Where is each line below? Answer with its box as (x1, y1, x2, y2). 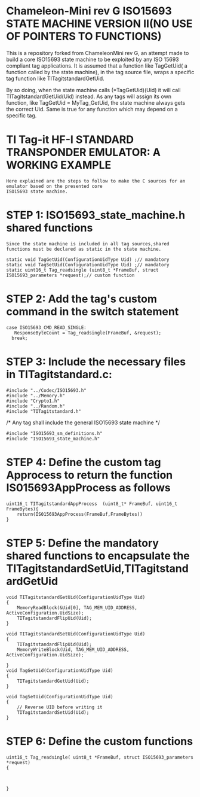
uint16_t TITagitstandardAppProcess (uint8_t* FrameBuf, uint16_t (6, 501, 178, 507)
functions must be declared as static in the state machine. (6, 246, 162, 252)
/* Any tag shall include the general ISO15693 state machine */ (6, 419, 160, 426)
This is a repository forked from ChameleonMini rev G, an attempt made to (6, 49, 189, 56)
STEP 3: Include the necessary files (6, 355, 186, 369)
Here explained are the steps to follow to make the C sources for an (6, 178, 186, 184)
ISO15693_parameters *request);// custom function (6, 272, 135, 278)
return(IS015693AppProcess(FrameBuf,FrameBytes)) (17, 511, 143, 517)
